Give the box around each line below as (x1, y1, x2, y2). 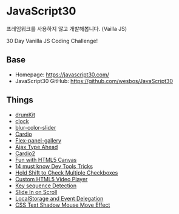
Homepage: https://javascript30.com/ (15, 71, 109, 78)
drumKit (15, 111, 35, 118)
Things (6, 95, 33, 105)
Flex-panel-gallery (15, 136, 62, 144)
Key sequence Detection (15, 182, 77, 189)
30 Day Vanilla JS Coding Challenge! (6, 37, 98, 44)
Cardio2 (15, 150, 35, 157)
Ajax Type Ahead (15, 143, 58, 150)
